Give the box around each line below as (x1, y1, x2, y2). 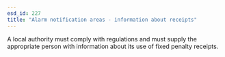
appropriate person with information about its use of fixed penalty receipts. (7, 42, 219, 50)
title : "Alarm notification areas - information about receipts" (7, 16, 197, 23)
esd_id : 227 (7, 9, 41, 17)
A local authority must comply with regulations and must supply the (7, 35, 197, 43)
